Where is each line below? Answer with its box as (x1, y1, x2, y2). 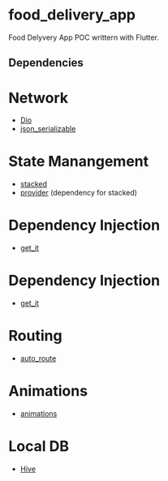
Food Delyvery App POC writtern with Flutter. (8, 32, 160, 42)
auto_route (19, 354, 57, 363)
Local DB (8, 437, 69, 456)
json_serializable (19, 124, 76, 134)
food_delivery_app (8, 6, 136, 24)
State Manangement (8, 152, 149, 171)
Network (8, 88, 69, 107)
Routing (8, 327, 62, 346)
